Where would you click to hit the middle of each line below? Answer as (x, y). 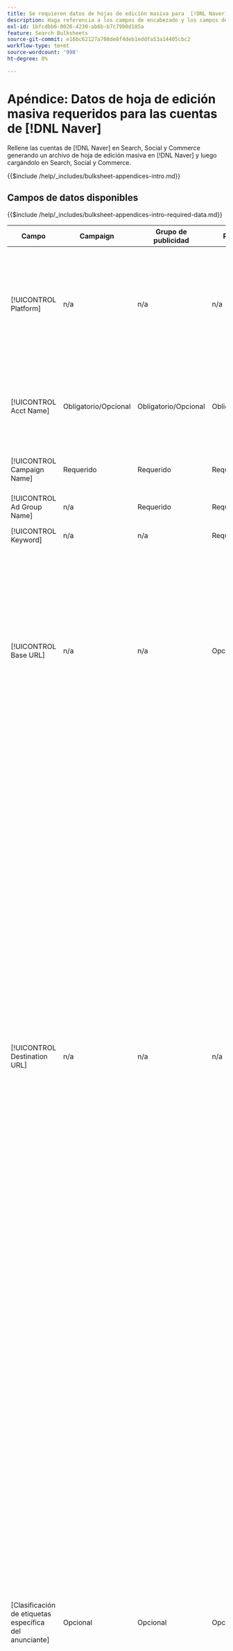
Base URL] (28, 655)
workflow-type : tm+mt (38, 46)
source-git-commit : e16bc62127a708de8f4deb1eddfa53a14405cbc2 (99, 40)
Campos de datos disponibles (73, 198)
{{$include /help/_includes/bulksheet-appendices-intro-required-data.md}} (115, 214)
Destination (29, 1056)
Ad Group (26, 507)
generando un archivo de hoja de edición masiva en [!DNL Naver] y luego (112, 155)
